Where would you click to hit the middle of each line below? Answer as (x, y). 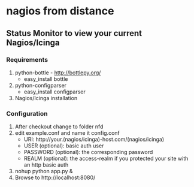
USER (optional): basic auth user (64, 146)
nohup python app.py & (44, 171)
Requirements (27, 59)
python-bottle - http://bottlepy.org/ (58, 73)
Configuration (27, 113)
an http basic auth (46, 165)
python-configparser (41, 85)
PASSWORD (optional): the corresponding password (88, 152)
